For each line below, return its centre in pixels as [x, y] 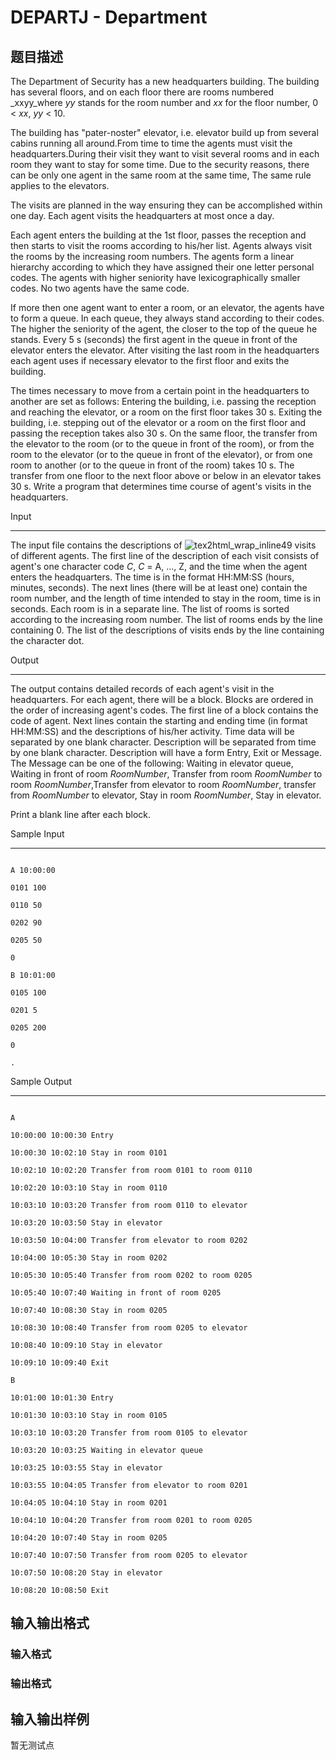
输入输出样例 [50, 1719]
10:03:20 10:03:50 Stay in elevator [86, 1223]
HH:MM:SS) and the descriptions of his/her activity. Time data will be [152, 731]
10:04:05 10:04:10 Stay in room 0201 [89, 1503]
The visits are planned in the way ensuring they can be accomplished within [166, 205]
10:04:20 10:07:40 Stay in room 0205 [89, 1538]
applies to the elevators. [60, 185]
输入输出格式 [50, 1623]
